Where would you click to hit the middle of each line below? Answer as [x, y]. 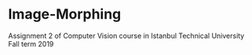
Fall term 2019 [31, 43]
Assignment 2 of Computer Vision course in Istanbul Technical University [126, 36]
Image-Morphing [65, 14]
